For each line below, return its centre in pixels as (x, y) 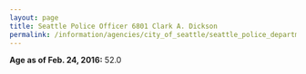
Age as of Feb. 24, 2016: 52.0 (66, 60)
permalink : (30, 34)
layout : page (34, 18)
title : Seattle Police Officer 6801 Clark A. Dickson (114, 26)
